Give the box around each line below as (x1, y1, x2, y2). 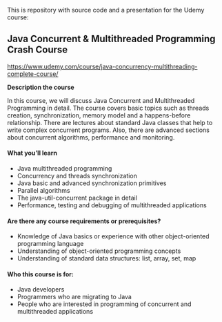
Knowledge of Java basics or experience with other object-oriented (17, 232, 210, 240)
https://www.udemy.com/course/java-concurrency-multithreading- (7, 62, 198, 70)
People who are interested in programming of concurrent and (17, 300, 192, 308)
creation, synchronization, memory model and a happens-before (7, 111, 191, 120)
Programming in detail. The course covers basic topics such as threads (7, 104, 210, 112)
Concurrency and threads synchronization (17, 172, 138, 180)
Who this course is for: (7, 269, 74, 278)
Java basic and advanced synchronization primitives (17, 179, 167, 187)
